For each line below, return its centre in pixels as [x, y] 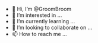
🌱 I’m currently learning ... [43, 21]
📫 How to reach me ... [39, 34]
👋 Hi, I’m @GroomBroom [42, 9]
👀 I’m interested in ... [37, 15]
